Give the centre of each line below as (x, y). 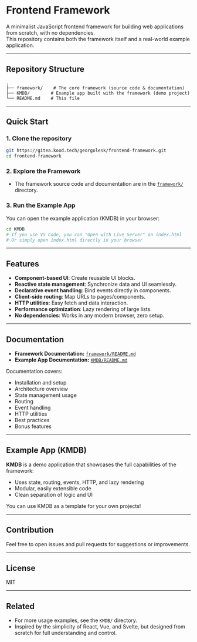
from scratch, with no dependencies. (50, 32)
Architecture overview (41, 389)
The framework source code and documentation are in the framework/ (99, 184)
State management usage (46, 395)
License (21, 568)
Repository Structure (45, 69)
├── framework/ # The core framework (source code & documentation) (95, 88)
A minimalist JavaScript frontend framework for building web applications (95, 26)
